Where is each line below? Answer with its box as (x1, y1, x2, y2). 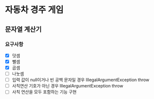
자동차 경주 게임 (5, 4, 64, 15)
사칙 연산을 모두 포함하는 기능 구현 (12, 89, 77, 95)
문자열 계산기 (5, 25, 42, 33)
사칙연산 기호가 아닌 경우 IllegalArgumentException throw (12, 83, 124, 89)
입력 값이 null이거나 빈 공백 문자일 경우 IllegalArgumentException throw (12, 77, 150, 83)
